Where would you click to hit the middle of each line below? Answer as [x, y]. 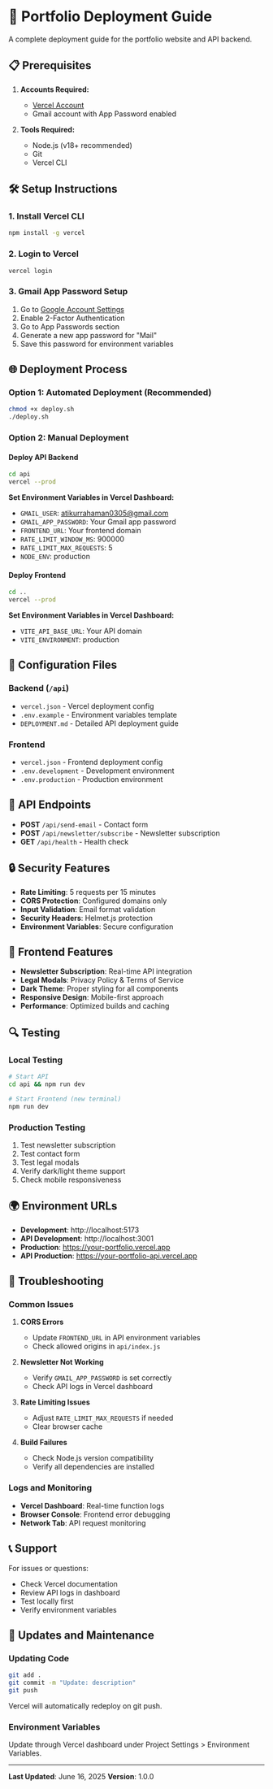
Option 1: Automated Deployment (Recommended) [110, 393]
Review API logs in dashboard [70, 1592]
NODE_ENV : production [55, 557]
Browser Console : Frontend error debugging [95, 1514]
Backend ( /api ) [39, 688]
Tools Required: [48, 129]
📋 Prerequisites [50, 65]
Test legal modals [50, 1162]
